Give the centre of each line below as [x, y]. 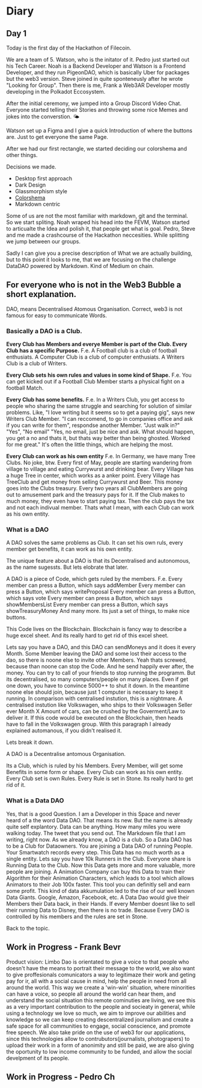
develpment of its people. [38, 1058]
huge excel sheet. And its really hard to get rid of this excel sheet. [87, 636]
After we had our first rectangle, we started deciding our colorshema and [97, 149]
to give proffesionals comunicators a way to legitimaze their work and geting [101, 974]
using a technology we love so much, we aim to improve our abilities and [96, 1013]
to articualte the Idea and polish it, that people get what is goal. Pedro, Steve [101, 229]
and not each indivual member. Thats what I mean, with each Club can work [100, 508]
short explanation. [41, 294]
